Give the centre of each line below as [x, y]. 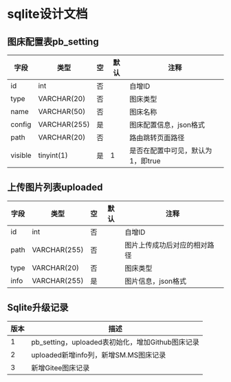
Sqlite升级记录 [38, 307]
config [21, 124]
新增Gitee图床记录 [60, 368]
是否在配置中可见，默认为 [171, 150]
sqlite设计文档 [47, 14]
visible [21, 155]
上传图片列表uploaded [55, 187]
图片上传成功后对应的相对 [166, 245]
